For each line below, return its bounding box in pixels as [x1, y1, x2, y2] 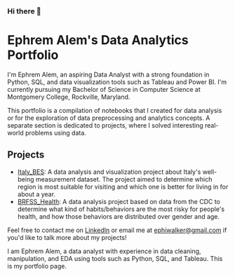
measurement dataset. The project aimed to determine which [35, 175, 213, 183]
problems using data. [25, 128, 86, 137]
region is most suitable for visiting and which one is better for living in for [17, 182, 229, 191]
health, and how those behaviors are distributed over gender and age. [17, 212, 220, 220]
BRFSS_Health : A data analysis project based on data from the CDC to [17, 197, 221, 205]
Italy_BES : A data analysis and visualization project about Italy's [17, 168, 201, 176]
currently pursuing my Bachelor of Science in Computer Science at [7, 85, 201, 93]
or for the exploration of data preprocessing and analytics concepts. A [7, 114, 210, 122]
